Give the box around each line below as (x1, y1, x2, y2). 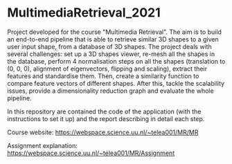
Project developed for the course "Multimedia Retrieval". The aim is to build (7, 28, 222, 36)
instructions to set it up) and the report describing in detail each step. (7, 114, 205, 122)
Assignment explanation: (7, 141, 78, 149)
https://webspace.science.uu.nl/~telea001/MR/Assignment (7, 149, 175, 157)
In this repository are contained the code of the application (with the (7, 107, 202, 116)
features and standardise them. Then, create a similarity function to (7, 71, 199, 80)
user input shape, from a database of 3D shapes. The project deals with (7, 42, 213, 51)
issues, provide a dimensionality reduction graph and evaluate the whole (7, 86, 214, 95)
